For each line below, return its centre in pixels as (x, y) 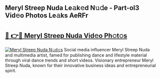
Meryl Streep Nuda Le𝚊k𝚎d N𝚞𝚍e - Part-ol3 (72, 8)
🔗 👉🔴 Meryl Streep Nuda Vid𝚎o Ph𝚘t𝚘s (66, 36)
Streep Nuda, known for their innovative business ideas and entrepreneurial (80, 65)
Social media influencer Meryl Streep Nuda (107, 50)
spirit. (11, 70)
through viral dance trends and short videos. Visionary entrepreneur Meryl (79, 60)
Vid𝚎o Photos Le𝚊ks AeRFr (47, 16)
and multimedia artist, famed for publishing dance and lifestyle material (76, 55)
